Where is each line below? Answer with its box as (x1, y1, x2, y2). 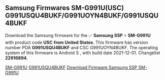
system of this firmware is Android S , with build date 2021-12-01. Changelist (5, 50, 160, 56)
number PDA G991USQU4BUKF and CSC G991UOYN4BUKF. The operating (5, 44, 158, 50)
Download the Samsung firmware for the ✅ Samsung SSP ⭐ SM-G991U (5, 32, 151, 38)
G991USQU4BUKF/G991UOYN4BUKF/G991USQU (5, 12, 159, 20)
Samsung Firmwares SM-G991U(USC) (5, 4, 124, 12)
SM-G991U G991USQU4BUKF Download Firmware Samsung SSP (5, 64, 137, 70)
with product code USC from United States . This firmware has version (5, 39, 149, 45)
